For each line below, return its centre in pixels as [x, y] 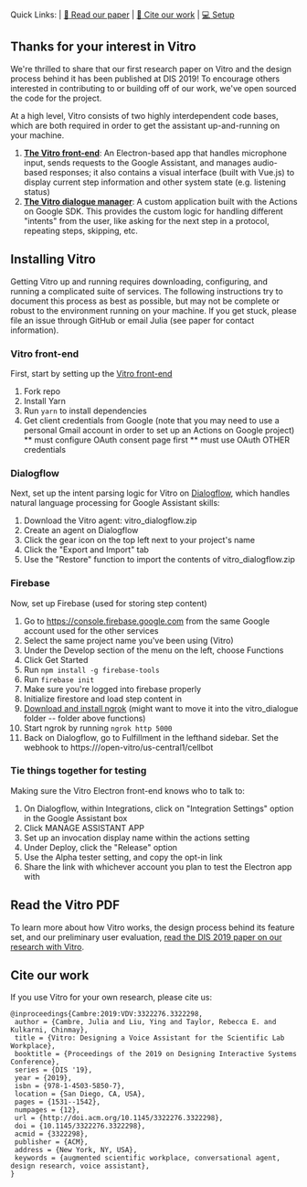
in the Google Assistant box [75, 818]
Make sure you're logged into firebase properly [112, 689]
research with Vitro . [48, 946]
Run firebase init [59, 679]
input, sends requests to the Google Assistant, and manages [137, 162]
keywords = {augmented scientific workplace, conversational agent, [148, 1158]
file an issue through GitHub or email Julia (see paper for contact [132, 320]
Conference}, [35, 1062]
